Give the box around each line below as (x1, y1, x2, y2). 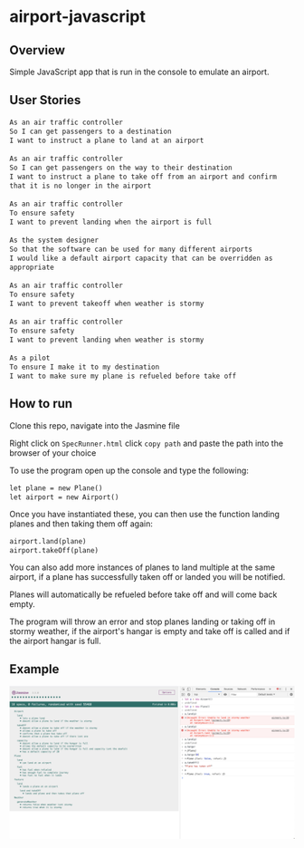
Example (9, 661, 60, 677)
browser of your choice (9, 447, 97, 458)
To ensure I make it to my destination (9, 362, 160, 371)
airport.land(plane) (9, 536, 88, 545)
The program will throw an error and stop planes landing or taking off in (9, 616, 276, 627)
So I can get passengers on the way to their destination (9, 163, 233, 172)
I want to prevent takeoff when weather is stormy (9, 299, 204, 308)
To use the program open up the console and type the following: (9, 465, 249, 476)
